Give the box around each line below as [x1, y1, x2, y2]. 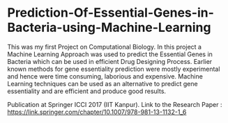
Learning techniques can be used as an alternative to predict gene [7, 79, 198, 88]
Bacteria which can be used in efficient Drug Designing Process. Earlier [7, 57, 213, 65]
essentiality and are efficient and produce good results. [7, 87, 166, 95]
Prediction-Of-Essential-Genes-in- [7, 5, 215, 21]
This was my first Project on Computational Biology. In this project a [7, 42, 202, 51]
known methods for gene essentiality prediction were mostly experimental [7, 65, 220, 73]
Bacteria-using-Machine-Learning [7, 19, 211, 35]
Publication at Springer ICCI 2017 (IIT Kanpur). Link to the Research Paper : [7, 100, 222, 108]
